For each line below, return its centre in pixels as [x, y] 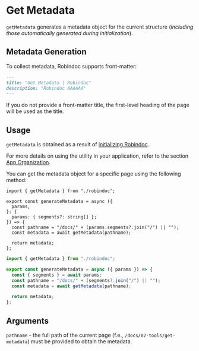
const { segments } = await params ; [57, 275]
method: [16, 180]
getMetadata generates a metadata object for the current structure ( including [100, 27]
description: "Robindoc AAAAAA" [46, 88]
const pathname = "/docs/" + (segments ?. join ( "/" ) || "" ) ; [86, 280]
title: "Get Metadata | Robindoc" [49, 83]
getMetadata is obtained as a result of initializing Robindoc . [78, 145]
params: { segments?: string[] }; [54, 217]
